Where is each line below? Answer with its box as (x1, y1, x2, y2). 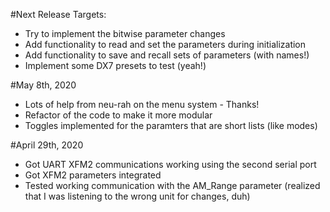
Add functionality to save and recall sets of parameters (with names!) (24, 49, 310, 61)
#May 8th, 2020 (10, 79, 77, 91)
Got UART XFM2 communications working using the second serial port (24, 159, 317, 170)
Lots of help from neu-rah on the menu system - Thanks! (24, 99, 260, 110)
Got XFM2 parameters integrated (24, 169, 162, 181)
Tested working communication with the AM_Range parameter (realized (24, 180, 321, 191)
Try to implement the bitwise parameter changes (24, 28, 226, 39)
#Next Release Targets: (10, 9, 107, 20)
